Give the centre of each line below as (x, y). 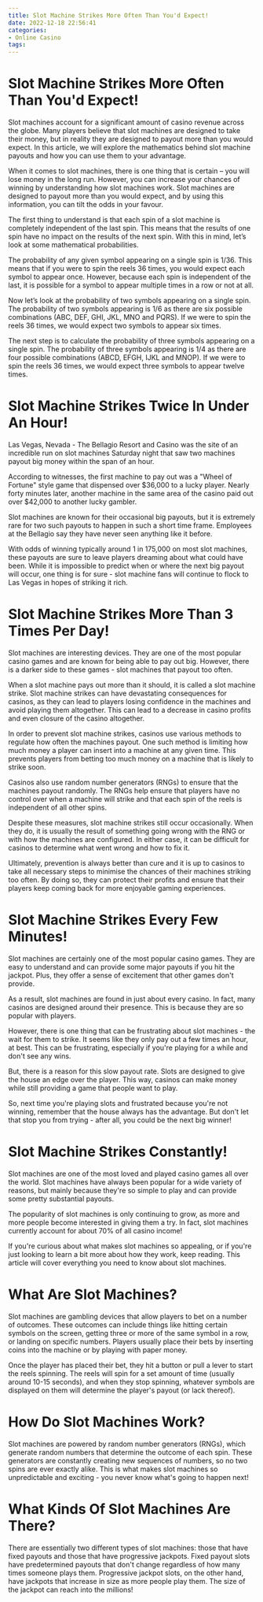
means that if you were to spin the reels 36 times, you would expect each (127, 269)
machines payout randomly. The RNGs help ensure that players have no (124, 790)
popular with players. (42, 1015)
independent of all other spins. (58, 807)
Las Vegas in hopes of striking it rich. (68, 582)
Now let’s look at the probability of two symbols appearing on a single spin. (130, 301)
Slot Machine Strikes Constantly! (118, 1152)
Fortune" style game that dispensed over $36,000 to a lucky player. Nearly (129, 485)
